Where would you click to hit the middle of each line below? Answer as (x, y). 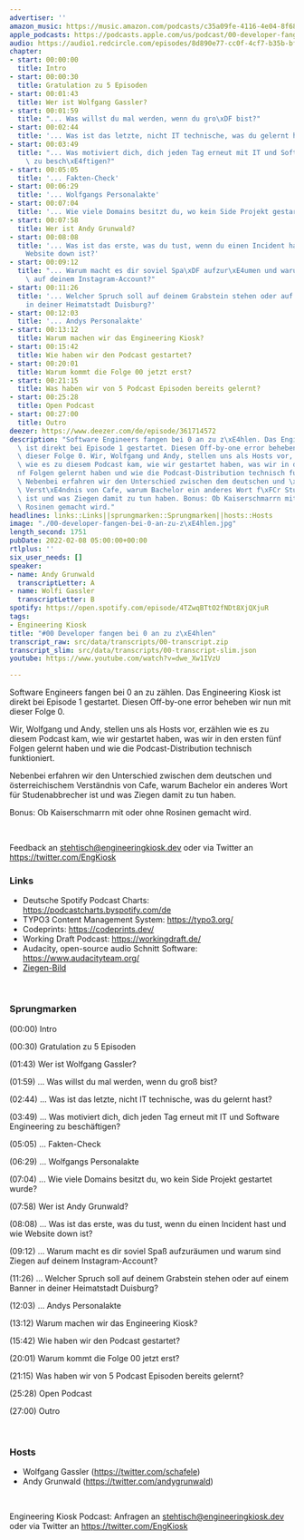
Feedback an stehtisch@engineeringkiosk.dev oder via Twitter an (131, 848)
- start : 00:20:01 (44, 364)
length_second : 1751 (48, 532)
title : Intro (42, 69)
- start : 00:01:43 (44, 93)
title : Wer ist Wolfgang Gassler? (82, 102)
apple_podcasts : (40, 34)
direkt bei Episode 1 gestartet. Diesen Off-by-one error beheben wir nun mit (150, 702)
